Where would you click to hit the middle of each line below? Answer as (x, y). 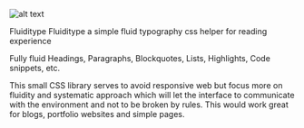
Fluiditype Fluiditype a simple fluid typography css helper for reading (138, 31)
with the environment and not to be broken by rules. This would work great (149, 105)
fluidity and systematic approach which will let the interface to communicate (152, 95)
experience (30, 41)
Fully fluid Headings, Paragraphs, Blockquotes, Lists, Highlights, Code (140, 58)
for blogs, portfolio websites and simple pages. (97, 114)
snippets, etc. (35, 68)
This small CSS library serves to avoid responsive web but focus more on (146, 85)
